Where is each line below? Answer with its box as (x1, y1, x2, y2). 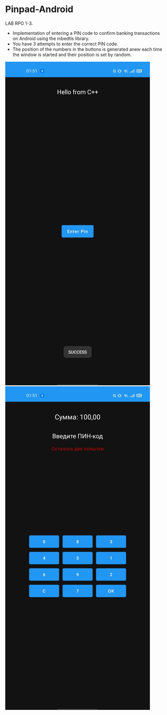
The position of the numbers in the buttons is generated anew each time (12, 46, 162, 52)
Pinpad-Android (5, 4, 74, 15)
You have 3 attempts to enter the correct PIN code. (12, 40, 118, 47)
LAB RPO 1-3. (5, 20, 33, 26)
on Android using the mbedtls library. (12, 35, 90, 41)
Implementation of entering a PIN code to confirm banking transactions (12, 30, 160, 36)
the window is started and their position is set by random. (12, 52, 132, 58)
